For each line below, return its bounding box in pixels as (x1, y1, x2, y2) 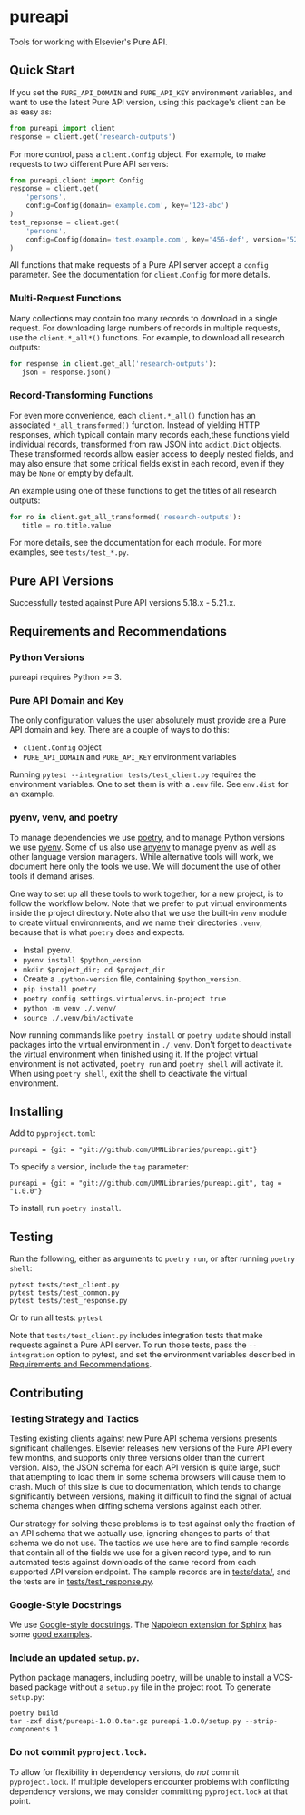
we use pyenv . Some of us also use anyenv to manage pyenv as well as (9, 842, 277, 853)
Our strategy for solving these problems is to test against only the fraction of (9, 1518, 296, 1529)
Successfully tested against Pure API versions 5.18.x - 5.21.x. (9, 597, 236, 608)
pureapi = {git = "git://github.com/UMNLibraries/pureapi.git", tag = (9, 1179, 282, 1189)
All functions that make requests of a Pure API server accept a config (9, 260, 270, 271)
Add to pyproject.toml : (9, 1128, 96, 1139)
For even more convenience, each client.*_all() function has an (9, 409, 256, 420)
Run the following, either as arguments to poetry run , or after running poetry (9, 1253, 295, 1264)
